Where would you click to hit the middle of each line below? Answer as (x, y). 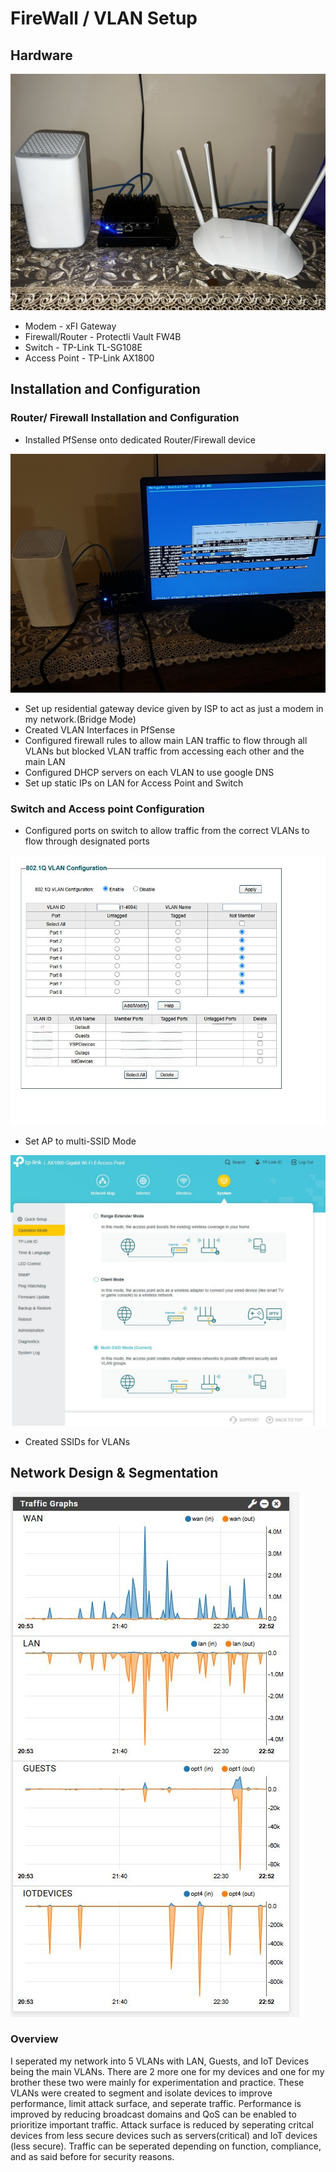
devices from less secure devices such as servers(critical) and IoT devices (164, 2135)
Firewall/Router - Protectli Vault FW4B (103, 336)
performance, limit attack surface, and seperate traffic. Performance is (156, 2103)
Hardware (41, 55)
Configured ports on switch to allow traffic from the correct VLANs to (167, 831)
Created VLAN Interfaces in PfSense (100, 730)
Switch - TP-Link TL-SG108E (83, 347)
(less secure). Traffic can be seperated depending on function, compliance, (166, 2146)
